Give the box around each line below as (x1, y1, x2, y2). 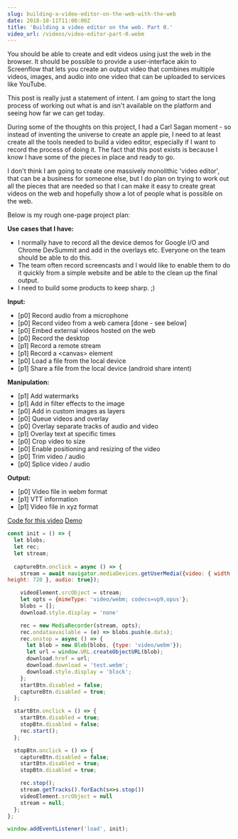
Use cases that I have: (7, 225, 75, 233)
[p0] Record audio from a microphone (17, 311, 129, 320)
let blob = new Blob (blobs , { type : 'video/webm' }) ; (26, 642, 183, 649)
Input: (7, 297, 26, 306)
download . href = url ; (26, 655, 91, 663)
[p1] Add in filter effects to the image (17, 399, 125, 408)
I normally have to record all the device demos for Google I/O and (17, 238, 210, 247)
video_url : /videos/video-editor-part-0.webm (7, 30, 144, 38)
